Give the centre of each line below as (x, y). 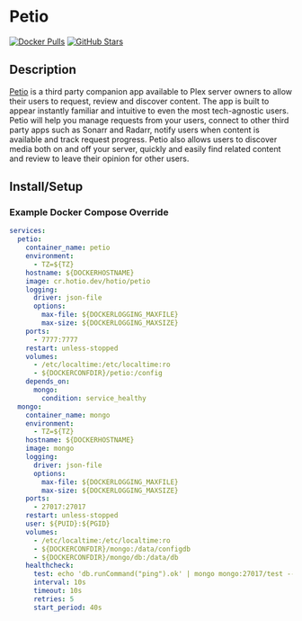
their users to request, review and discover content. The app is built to (139, 101)
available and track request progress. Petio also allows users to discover (143, 139)
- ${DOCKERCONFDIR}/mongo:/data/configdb (112, 549)
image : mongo (50, 449)
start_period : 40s (67, 607)
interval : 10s (60, 582)
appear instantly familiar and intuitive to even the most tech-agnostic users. (149, 111)
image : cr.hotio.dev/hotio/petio (88, 281)
